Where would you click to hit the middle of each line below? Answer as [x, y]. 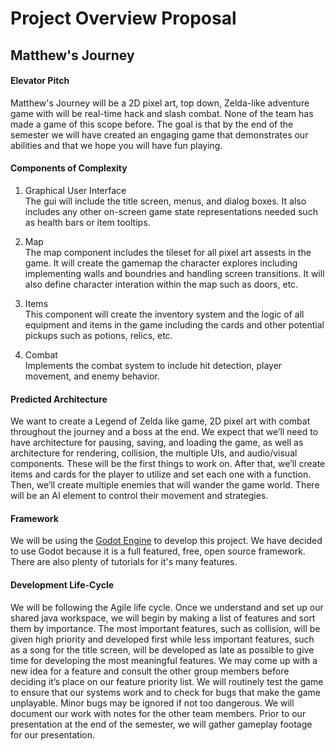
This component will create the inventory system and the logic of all [164, 314]
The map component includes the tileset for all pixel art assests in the [168, 252]
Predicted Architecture [59, 399]
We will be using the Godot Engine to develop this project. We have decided [166, 541]
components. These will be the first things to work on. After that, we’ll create [168, 464]
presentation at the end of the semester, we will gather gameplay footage [161, 724]
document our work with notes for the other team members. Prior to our [158, 713]
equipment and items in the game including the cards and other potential [174, 324]
